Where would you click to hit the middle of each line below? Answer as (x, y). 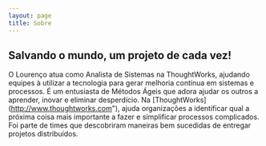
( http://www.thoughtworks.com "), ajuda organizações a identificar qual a (129, 109)
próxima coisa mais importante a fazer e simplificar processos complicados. (134, 117)
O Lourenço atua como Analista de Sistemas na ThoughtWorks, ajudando (129, 75)
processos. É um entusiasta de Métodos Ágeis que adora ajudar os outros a (133, 92)
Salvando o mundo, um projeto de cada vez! (120, 55)
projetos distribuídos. (43, 134)
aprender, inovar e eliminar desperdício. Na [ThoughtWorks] (107, 100)
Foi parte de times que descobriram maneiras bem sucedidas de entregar (130, 125)
